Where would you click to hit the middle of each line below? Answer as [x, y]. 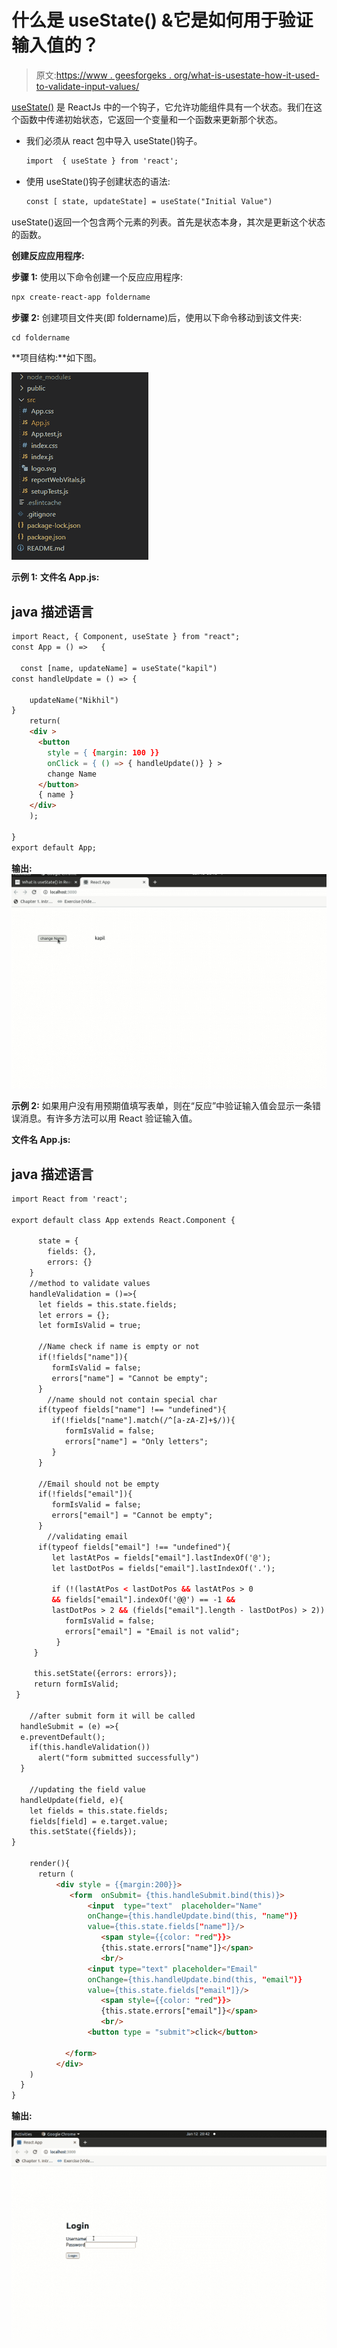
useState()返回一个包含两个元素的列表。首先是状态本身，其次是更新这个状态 [168, 222]
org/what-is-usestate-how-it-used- [246, 75]
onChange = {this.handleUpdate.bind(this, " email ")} [195, 1979]
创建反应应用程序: [48, 255]
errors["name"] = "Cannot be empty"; [130, 1378]
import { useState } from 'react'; [102, 161]
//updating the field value [87, 1789]
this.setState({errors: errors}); [105, 1674]
